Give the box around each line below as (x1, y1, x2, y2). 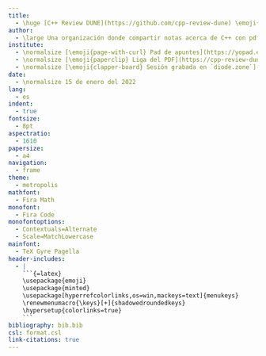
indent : (8, 100, 34, 108)
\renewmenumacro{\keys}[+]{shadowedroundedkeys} (22, 299, 186, 307)
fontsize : (8, 115, 41, 123)
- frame (15, 167, 41, 174)
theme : (8, 174, 30, 182)
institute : (8, 41, 44, 49)
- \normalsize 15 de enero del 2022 (15, 78, 136, 86)
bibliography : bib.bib (8, 321, 83, 329)
